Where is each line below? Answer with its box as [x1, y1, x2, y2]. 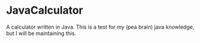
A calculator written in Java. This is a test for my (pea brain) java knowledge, [6, 23, 195, 30]
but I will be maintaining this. [6, 29, 76, 36]
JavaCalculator [6, 4, 84, 17]
